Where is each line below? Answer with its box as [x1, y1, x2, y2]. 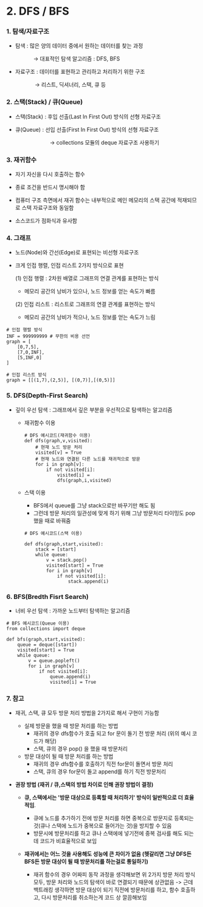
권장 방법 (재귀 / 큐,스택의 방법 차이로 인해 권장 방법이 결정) [15, 781, 154, 788]
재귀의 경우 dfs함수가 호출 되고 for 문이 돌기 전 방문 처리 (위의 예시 [33, 730, 191, 737]
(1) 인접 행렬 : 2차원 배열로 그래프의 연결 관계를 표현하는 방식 [15, 274, 159, 282]
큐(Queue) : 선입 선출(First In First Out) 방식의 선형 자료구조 [15, 126, 159, 133]
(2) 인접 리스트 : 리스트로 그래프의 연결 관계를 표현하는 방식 [15, 301, 156, 308]
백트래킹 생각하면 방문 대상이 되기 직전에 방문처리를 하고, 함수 [33, 886, 179, 894]
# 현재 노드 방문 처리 [35, 444, 83, 450]
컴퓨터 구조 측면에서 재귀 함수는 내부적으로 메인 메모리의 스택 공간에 [15, 196, 176, 204]
